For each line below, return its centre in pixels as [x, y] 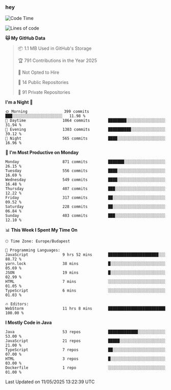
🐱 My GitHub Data [26, 38]
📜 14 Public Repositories [43, 83]
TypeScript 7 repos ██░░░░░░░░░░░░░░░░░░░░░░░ [86, 350]
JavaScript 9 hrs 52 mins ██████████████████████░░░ [86, 255]
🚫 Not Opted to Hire [39, 72]
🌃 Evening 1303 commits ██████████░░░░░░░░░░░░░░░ [86, 130]
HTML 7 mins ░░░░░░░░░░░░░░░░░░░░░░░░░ [86, 282]
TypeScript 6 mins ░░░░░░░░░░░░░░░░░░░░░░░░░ [86, 291]
